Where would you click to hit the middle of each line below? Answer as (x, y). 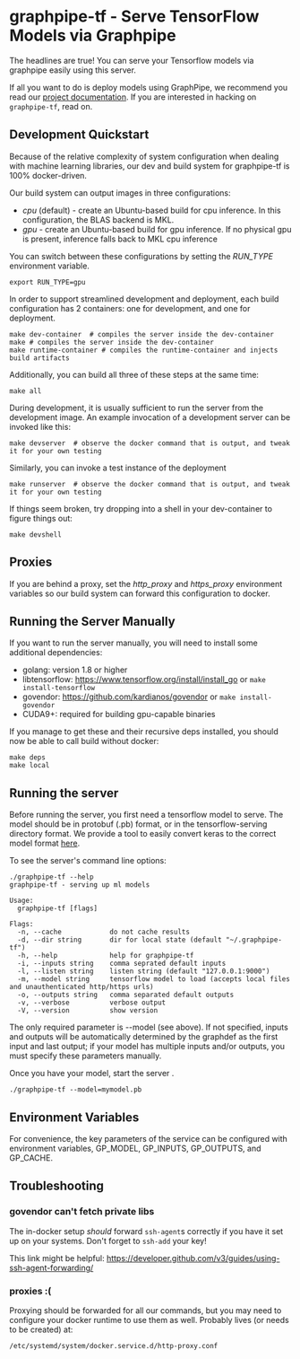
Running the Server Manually (93, 621)
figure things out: (41, 518)
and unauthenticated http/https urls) (81, 987)
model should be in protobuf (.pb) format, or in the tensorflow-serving (138, 824)
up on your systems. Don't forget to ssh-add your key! (108, 1241)
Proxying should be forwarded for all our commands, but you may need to (146, 1310)
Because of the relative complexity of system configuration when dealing (144, 156)
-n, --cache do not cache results (104, 932)
